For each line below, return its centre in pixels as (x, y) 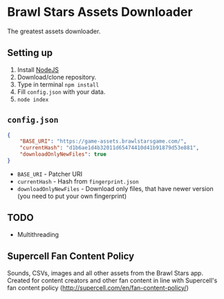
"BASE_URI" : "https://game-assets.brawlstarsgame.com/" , (103, 142)
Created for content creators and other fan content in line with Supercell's (112, 280)
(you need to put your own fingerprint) (72, 196)
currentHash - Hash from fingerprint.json (78, 181)
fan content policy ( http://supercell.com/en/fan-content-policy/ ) (98, 287)
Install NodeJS (38, 69)
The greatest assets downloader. (54, 31)
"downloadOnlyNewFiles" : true (63, 154)
